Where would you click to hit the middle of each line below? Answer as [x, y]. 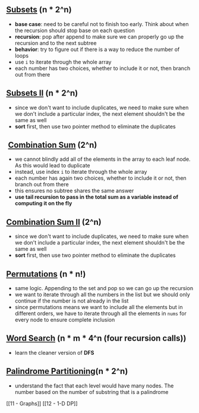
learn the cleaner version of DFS [54, 352]
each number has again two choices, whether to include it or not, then [101, 178]
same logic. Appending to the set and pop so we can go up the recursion [104, 288]
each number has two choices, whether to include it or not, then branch [102, 68]
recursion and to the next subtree [56, 43]
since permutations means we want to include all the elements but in [99, 307]
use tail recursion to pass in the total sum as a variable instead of [97, 197]
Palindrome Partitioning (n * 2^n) [67, 371]
